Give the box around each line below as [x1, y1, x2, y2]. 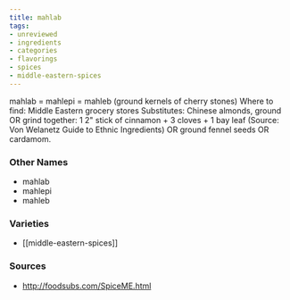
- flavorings [9, 54, 58, 63]
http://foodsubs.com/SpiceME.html [21, 280, 152, 291]
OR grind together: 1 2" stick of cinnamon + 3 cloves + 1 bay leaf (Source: [9, 114, 279, 125]
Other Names [9, 155, 69, 168]
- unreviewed [9, 29, 58, 38]
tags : [9, 21, 29, 30]
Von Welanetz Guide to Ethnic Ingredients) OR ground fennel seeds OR [9, 124, 269, 135]
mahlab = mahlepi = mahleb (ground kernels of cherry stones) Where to [9, 96, 274, 106]
